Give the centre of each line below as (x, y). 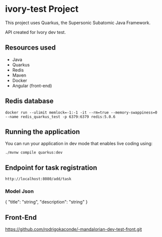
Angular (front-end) (32, 86)
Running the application (43, 132)
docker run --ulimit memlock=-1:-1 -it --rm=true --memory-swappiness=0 (81, 112)
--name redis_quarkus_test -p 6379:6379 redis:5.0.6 (60, 117)
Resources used (30, 48)
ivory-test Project (42, 9)
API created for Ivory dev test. (35, 32)
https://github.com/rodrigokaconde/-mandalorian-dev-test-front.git (74, 229)
